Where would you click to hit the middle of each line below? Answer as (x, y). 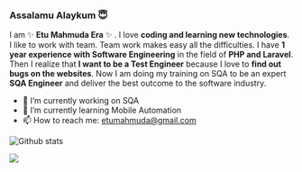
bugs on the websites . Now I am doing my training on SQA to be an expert (148, 74)
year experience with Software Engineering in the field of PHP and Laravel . (151, 55)
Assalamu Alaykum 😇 (59, 15)
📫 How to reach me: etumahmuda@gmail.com (109, 121)
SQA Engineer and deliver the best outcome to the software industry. (138, 83)
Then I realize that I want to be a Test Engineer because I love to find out (146, 64)
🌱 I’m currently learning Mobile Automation (102, 110)
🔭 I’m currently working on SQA (81, 101)
